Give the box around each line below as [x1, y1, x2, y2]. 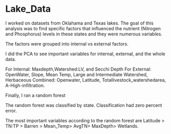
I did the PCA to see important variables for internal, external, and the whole [5, 51, 165, 57]
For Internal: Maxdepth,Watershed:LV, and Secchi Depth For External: [5, 66, 152, 72]
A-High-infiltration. [5, 82, 45, 88]
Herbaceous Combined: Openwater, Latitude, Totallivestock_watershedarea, [5, 77, 166, 83]
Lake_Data [5, 3, 51, 15]
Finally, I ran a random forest [5, 92, 66, 98]
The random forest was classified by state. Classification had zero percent [5, 102, 162, 108]
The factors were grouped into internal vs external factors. [5, 40, 129, 47]
